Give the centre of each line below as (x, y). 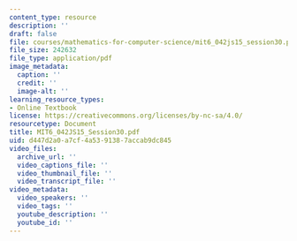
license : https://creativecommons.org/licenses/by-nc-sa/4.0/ (126, 116)
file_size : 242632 (43, 50)
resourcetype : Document (53, 124)
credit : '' (37, 83)
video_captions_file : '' (63, 165)
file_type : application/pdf (61, 58)
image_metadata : (39, 67)
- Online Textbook (43, 108)
